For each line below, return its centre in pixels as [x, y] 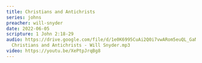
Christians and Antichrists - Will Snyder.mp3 [71, 46]
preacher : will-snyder [35, 23]
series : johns [24, 17]
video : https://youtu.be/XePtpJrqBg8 [54, 51]
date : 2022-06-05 [28, 28]
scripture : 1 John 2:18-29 [40, 34]
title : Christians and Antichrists [51, 12]
